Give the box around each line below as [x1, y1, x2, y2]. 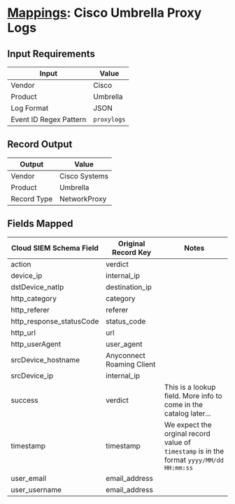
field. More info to [164, 391, 222, 401]
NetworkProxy [59, 194, 107, 204]
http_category [10, 293, 57, 303]
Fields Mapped [7, 218, 73, 230]
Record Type [10, 194, 53, 204]
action [10, 259, 31, 269]
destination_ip [106, 282, 152, 292]
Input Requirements [7, 48, 96, 60]
